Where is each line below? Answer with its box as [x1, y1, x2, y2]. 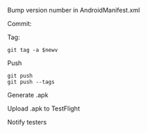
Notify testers [7, 118, 47, 126]
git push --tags [7, 78, 55, 85]
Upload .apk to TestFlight [7, 104, 80, 113]
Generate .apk [7, 91, 49, 99]
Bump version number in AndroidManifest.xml [7, 6, 141, 14]
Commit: [7, 20, 32, 27]
